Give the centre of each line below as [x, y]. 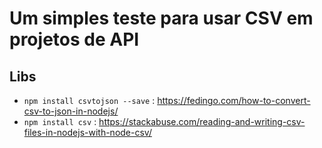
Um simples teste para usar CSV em [161, 18]
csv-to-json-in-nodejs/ [71, 111]
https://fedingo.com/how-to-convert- [234, 100]
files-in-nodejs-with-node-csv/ [87, 132]
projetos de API [74, 39]
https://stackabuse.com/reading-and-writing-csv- [202, 121]
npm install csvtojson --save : [89, 100]
